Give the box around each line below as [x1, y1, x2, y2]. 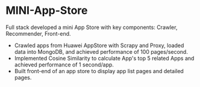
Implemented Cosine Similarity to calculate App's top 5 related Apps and [14, 54, 195, 62]
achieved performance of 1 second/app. [14, 61, 114, 68]
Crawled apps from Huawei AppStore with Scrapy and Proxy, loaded [14, 42, 184, 49]
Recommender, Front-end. [5, 30, 71, 37]
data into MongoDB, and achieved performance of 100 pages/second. [14, 48, 188, 55]
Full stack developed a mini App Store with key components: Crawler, [5, 24, 178, 31]
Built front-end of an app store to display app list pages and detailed [14, 67, 184, 74]
